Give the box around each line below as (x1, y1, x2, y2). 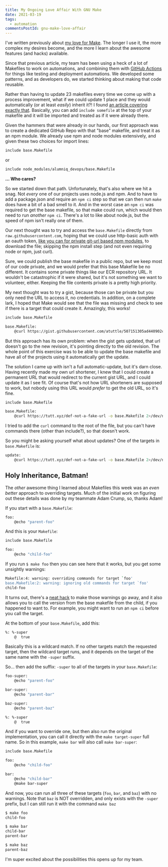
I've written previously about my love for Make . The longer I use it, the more (5, 40, 161, 46)
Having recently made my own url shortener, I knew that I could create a (5, 369, 154, 375)
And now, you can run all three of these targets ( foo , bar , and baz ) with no (5, 790, 156, 796)
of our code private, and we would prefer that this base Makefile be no (5, 263, 151, 269)
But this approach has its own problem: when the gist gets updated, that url (5, 338, 160, 344)
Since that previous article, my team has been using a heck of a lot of (5, 60, 148, 66)
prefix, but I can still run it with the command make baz (5, 801, 116, 807)
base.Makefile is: (5, 443, 40, 449)
